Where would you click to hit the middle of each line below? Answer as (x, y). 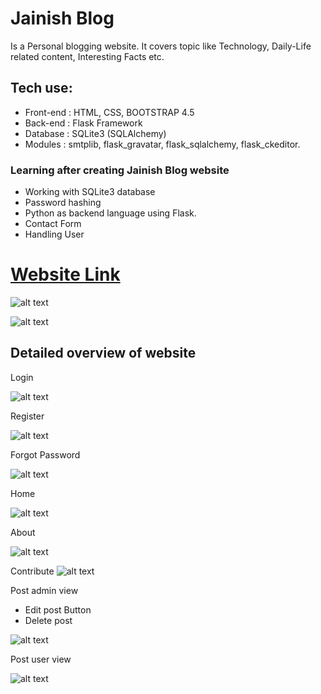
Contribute (32, 571)
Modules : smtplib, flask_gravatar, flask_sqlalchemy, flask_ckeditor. (162, 144)
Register (27, 416)
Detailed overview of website (103, 353)
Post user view (41, 659)
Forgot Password (45, 454)
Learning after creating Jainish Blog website (120, 170)
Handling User (54, 234)
